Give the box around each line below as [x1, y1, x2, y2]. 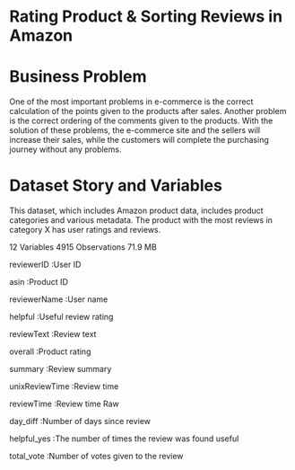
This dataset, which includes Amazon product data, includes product [9, 205, 264, 217]
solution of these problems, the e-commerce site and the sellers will [9, 125, 261, 136]
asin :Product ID [9, 277, 69, 288]
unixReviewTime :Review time [9, 381, 119, 392]
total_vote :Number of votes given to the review [9, 451, 184, 462]
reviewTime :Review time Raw [9, 398, 119, 410]
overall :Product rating [9, 346, 91, 357]
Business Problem [9, 67, 147, 87]
